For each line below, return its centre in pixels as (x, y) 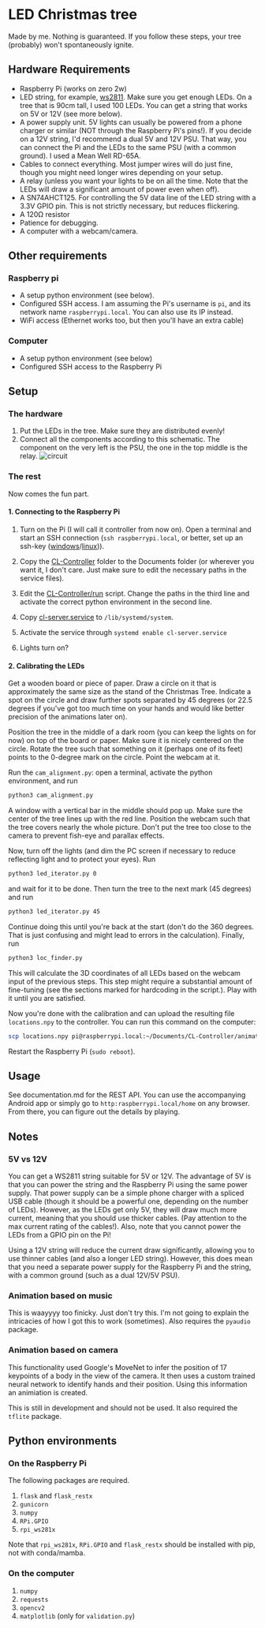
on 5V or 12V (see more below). (71, 114)
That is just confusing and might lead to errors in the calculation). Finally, (126, 935)
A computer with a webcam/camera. (78, 231)
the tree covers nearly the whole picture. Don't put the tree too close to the (130, 827)
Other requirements (58, 256)
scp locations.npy (38, 1036)
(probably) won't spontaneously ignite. (71, 44)
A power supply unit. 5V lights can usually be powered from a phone (131, 122)
